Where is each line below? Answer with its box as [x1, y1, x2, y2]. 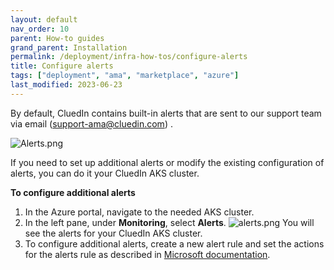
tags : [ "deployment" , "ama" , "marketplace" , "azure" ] [10, 71, 240, 81]
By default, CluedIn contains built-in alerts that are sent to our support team [10, 107, 322, 119]
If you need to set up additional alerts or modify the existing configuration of [10, 156, 325, 168]
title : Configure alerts [10, 61, 114, 71]
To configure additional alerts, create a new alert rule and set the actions [24, 237, 325, 250]
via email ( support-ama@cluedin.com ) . [10, 117, 173, 130]
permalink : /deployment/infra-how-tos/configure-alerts [10, 52, 248, 62]
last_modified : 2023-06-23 [10, 80, 123, 90]
